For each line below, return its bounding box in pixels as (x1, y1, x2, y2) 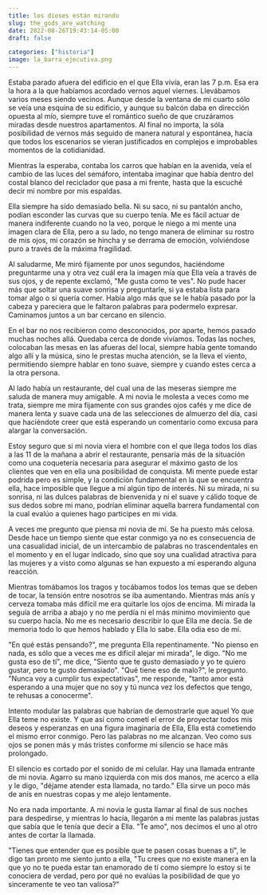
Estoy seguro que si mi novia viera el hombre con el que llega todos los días (8, 442, 257, 450)
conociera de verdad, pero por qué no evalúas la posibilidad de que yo (8, 871, 241, 881)
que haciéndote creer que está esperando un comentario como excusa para (8, 418, 259, 426)
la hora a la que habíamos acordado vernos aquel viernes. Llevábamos (8, 86, 241, 96)
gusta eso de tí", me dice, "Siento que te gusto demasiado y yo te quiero (8, 657, 246, 666)
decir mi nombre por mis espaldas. (8, 186, 123, 195)
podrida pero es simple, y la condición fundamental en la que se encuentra (8, 475, 254, 485)
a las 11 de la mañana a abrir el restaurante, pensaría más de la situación (8, 449, 245, 459)
